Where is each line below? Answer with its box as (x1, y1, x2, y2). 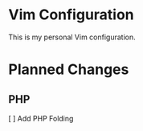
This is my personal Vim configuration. (8, 32, 137, 42)
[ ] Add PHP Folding (8, 113, 74, 123)
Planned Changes (8, 60, 129, 79)
